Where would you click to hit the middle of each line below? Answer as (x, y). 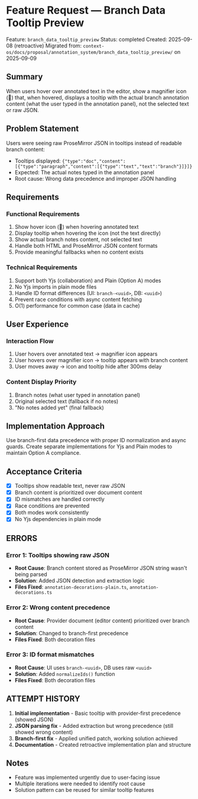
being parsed (31, 574)
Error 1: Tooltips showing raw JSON (58, 555)
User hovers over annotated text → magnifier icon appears (86, 354)
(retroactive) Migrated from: (48, 46)
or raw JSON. (23, 110)
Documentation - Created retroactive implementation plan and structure (103, 744)
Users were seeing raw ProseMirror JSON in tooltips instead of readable (94, 143)
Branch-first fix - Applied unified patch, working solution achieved (96, 738)
